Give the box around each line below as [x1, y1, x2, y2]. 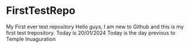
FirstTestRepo [6, 4, 76, 17]
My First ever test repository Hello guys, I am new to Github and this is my [6, 23, 184, 30]
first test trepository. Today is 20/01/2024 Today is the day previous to [6, 29, 175, 36]
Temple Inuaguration [6, 35, 56, 42]
